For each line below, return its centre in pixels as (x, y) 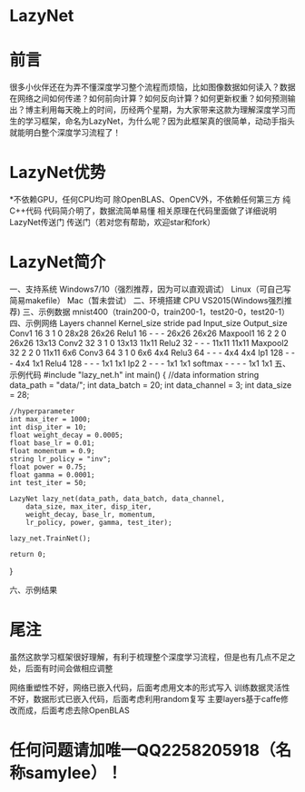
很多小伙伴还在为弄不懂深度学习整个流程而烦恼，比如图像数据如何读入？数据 (152, 87)
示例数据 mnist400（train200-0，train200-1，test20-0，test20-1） (164, 312)
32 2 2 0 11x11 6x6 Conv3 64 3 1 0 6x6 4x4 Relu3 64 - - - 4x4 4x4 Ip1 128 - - (152, 352)
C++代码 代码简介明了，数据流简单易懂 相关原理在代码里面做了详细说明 (143, 211)
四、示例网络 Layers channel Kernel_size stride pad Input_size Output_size (148, 323)
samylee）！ (74, 773)
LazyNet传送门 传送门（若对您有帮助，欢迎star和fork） (113, 223)
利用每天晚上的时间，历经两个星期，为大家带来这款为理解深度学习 (164, 110)
